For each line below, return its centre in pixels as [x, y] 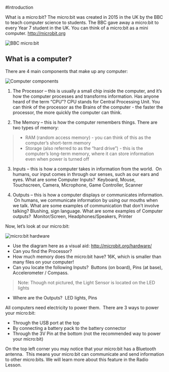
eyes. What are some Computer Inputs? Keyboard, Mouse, [74, 179]
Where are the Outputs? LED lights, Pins [55, 297]
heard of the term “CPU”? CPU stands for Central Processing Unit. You [86, 101]
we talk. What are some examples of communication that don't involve [86, 205]
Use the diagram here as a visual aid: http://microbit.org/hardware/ [82, 246]
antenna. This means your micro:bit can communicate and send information [85, 354]
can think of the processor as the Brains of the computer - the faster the [88, 107]
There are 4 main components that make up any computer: [67, 71]
